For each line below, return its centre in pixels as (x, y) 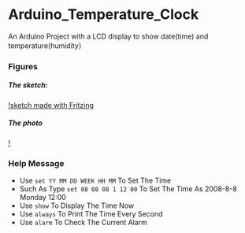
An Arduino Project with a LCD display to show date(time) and (108, 36)
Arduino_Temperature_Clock (104, 15)
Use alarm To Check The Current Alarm (84, 223)
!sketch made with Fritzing (51, 105)
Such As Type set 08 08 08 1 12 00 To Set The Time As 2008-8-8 (128, 189)
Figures (23, 66)
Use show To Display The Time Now (77, 205)
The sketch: (28, 85)
